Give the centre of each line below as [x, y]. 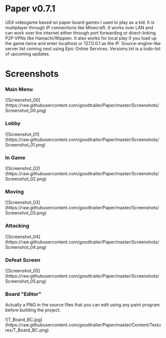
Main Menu [19, 90]
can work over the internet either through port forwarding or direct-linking [81, 33]
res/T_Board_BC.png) [27, 330]
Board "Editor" [23, 294]
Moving [14, 192]
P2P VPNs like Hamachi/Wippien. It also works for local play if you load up [81, 38]
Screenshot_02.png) [26, 179]
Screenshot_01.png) [26, 145]
